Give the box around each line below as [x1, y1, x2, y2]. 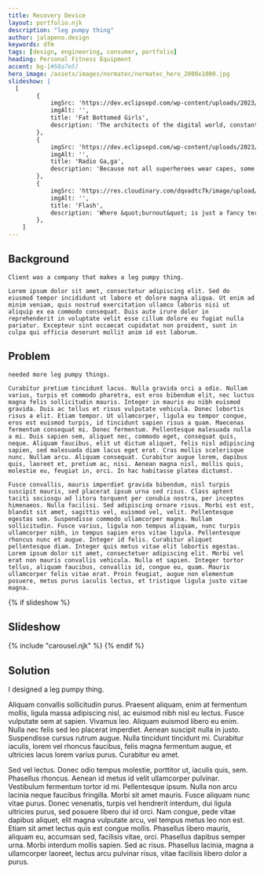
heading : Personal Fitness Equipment [8, 56, 132, 64]
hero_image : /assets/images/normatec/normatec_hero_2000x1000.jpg [8, 70, 230, 78]
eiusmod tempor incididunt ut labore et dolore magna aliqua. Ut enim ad [8, 294, 255, 302]
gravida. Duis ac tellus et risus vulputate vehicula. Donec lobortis [8, 405, 244, 413]
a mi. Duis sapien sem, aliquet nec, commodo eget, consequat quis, [8, 432, 237, 440]
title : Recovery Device [8, 11, 86, 20]
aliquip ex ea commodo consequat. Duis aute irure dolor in [8, 307, 210, 315]
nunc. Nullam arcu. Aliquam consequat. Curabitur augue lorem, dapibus [8, 453, 247, 461]
